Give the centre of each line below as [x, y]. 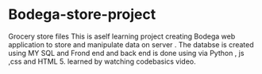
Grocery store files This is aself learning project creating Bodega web [122, 36]
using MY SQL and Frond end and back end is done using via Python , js [126, 53]
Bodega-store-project [82, 15]
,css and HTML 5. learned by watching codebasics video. [102, 61]
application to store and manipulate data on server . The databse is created [131, 44]
